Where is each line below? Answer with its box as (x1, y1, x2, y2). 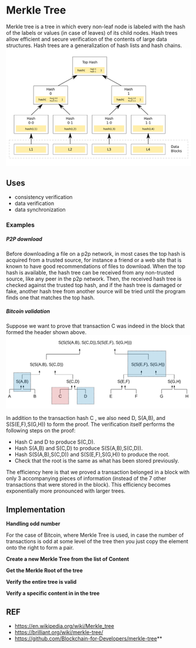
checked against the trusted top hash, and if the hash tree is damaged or (6, 282, 183, 289)
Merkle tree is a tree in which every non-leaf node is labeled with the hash (6, 23, 186, 30)
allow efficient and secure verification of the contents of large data (6, 35, 167, 42)
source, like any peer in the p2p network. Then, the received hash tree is (6, 275, 182, 283)
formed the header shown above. (6, 329, 87, 336)
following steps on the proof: (6, 427, 76, 434)
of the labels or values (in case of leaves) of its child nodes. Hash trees (6, 29, 178, 36)
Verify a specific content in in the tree (6, 590, 100, 597)
